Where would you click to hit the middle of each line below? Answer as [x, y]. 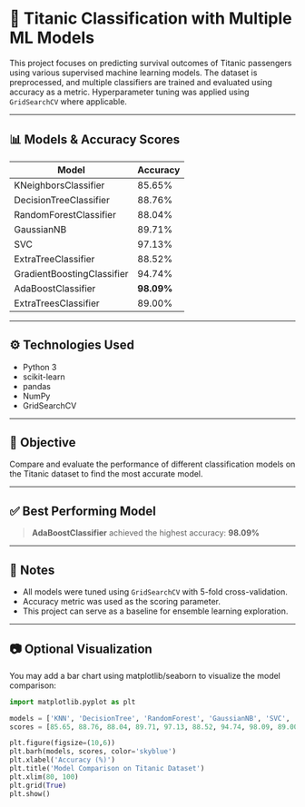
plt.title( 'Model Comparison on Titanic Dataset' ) [107, 769]
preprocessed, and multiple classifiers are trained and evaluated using [141, 82]
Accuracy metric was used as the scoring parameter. [121, 601]
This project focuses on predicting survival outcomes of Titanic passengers [151, 63]
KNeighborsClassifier [59, 185]
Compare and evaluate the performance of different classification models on [152, 464]
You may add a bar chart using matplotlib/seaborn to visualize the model [145, 675]
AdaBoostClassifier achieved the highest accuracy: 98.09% [146, 533]
